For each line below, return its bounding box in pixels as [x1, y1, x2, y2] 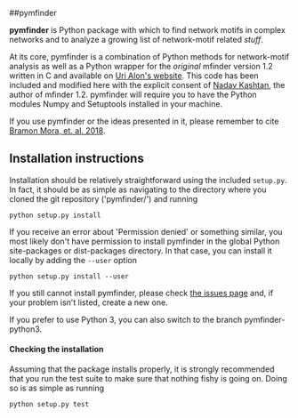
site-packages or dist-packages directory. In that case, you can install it [9, 245, 273, 256]
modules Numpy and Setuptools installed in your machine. [9, 99, 223, 109]
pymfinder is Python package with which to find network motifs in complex [9, 25, 286, 35]
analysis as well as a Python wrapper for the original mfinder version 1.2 [9, 61, 273, 71]
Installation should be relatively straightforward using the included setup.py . [9, 174, 287, 185]
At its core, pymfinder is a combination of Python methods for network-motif [9, 52, 290, 61]
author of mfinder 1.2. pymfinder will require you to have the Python [9, 89, 257, 100]
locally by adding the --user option [9, 254, 138, 265]
